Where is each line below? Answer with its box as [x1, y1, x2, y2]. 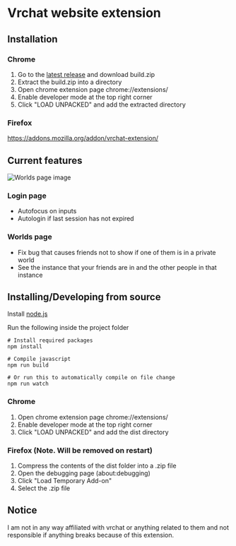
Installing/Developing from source [7, 291, 161, 303]
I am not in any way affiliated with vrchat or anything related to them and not [7, 523, 230, 531]
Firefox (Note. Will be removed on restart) [7, 445, 153, 455]
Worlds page [7, 232, 52, 242]
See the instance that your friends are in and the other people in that [17, 263, 217, 271]
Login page [7, 191, 47, 201]
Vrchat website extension [7, 5, 161, 21]
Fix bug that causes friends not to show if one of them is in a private [17, 248, 217, 256]
